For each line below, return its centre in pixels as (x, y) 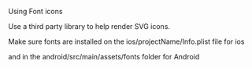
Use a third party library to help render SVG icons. (89, 26)
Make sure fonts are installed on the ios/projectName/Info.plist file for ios (126, 41)
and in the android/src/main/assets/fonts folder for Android (104, 57)
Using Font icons (35, 11)
